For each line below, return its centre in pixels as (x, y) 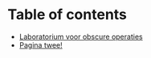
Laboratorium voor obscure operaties (81, 37)
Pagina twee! (41, 44)
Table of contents (67, 15)
